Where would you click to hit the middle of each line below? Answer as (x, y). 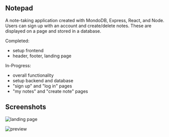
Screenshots (26, 107)
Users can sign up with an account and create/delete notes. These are (78, 26)
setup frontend (28, 50)
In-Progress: (18, 65)
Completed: (17, 41)
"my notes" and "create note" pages (50, 91)
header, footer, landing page (42, 56)
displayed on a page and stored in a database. (53, 31)
